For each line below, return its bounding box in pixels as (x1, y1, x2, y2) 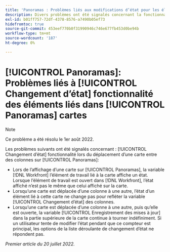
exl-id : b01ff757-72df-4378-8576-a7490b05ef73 (5, 17, 105, 22)
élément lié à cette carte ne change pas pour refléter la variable (12, 193, 145, 199)
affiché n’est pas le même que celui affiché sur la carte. (12, 183, 129, 189)
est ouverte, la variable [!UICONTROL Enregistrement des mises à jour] (12, 209, 161, 216)
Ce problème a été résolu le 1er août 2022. (5, 136, 94, 142)
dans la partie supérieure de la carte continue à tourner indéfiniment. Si (12, 215, 162, 221)
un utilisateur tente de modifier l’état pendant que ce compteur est (12, 220, 151, 226)
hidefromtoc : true (5, 21, 44, 27)
